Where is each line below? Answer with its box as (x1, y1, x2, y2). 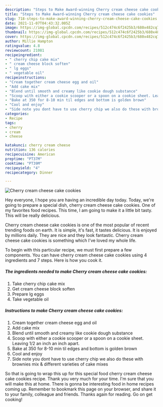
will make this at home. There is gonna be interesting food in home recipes (5, 381, 154, 387)
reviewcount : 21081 (5, 48, 45, 53)
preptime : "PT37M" (5, 156, 42, 161)
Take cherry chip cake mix (12, 281, 65, 287)
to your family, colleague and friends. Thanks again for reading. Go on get (5, 391, 153, 397)
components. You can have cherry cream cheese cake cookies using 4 (5, 252, 147, 258)
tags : (5, 120, 16, 125)
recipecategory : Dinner (5, 170, 53, 175)
